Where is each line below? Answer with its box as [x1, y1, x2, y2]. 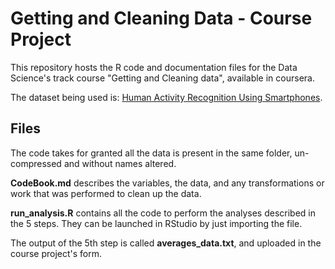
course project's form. [10, 247, 103, 259]
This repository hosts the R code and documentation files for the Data [10, 61, 298, 73]
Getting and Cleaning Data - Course [10, 7, 313, 30]
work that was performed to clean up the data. [10, 187, 202, 199]
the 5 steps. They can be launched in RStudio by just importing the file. [10, 217, 303, 229]
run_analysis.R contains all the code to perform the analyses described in [10, 207, 317, 219]
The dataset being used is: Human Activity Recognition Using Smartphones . [10, 91, 323, 103]
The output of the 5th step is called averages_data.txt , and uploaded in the [10, 237, 322, 249]
